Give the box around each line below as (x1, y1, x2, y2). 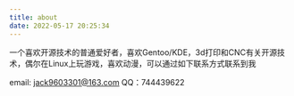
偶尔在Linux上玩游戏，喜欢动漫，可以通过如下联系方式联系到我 (24, 58, 256, 68)
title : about (9, 12, 58, 22)
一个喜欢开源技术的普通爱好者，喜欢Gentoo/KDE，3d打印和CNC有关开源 (9, 46, 278, 58)
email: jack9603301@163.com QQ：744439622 (9, 76, 185, 87)
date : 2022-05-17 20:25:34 (9, 21, 110, 30)
